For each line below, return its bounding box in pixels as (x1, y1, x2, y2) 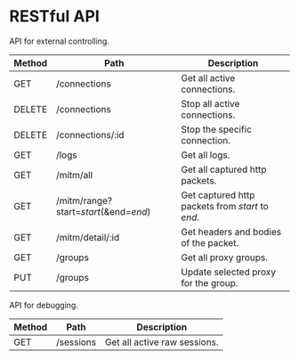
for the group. (181, 276, 238, 289)
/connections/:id (56, 128, 125, 141)
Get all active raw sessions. (105, 336, 220, 348)
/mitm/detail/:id (56, 231, 120, 243)
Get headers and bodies (181, 225, 282, 238)
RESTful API (9, 6, 100, 27)
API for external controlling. (9, 36, 109, 46)
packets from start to (181, 200, 269, 212)
